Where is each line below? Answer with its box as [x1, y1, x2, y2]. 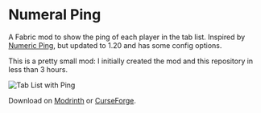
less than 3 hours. [8, 64, 68, 74]
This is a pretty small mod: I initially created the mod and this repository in [8, 56, 254, 66]
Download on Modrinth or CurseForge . [8, 95, 137, 105]
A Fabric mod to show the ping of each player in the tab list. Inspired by [8, 32, 246, 42]
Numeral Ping [8, 6, 101, 24]
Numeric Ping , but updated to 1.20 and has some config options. [8, 40, 222, 50]
